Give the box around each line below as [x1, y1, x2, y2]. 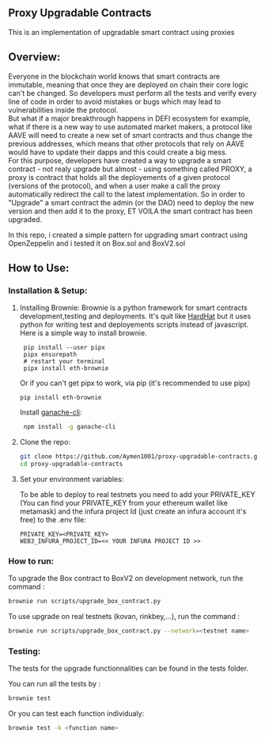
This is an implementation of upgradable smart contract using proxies [8, 27, 235, 36]
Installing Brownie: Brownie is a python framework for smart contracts [19, 303, 248, 312]
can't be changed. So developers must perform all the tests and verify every [8, 88, 257, 98]
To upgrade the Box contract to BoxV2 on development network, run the [8, 574, 244, 583]
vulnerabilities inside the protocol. [8, 105, 119, 114]
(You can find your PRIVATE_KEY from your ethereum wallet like [19, 498, 228, 507]
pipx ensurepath [23, 350, 78, 359]
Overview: [8, 51, 61, 64]
